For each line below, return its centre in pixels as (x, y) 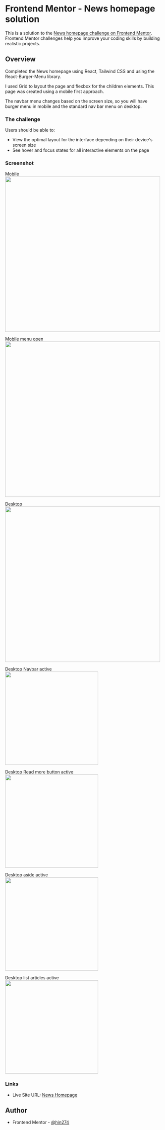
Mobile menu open (24, 339)
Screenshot (19, 163)
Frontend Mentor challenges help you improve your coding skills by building (82, 38)
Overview (21, 59)
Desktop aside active (27, 875)
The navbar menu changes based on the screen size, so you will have (76, 101)
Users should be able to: (30, 130)
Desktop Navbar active (28, 669)
